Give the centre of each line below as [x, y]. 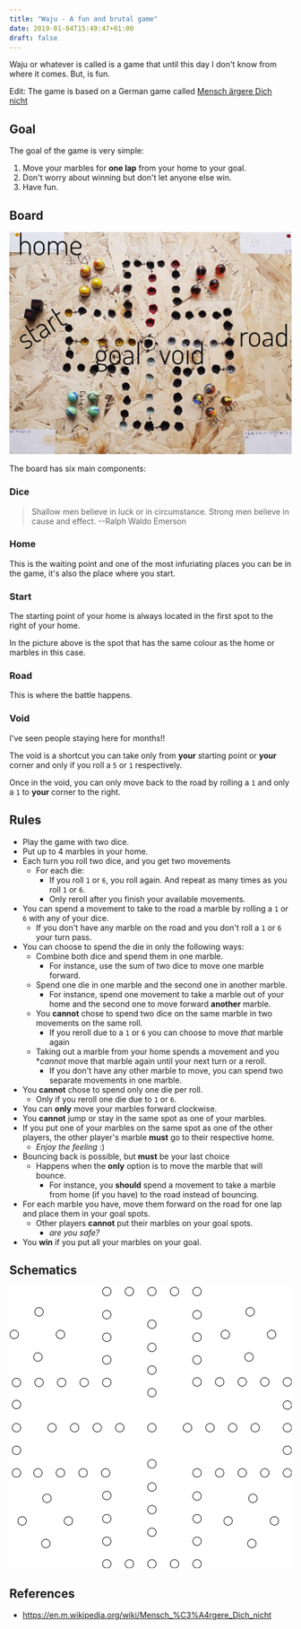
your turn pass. [64, 936]
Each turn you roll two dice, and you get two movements [126, 860]
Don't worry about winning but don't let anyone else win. [127, 178]
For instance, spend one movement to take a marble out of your [167, 994]
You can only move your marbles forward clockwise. [120, 1109]
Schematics [43, 1270]
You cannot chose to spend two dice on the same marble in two [154, 1013]
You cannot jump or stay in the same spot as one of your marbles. [144, 1118]
